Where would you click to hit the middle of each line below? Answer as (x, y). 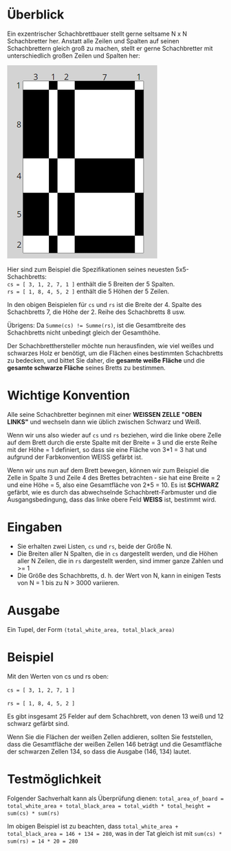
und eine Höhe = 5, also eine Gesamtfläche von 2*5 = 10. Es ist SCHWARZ (113, 485)
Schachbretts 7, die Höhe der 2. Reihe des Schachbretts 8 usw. (96, 312)
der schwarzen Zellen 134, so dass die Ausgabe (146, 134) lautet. (99, 751)
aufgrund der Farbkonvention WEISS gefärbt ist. (75, 457)
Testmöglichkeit (54, 779)
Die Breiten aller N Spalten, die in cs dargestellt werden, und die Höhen (118, 554)
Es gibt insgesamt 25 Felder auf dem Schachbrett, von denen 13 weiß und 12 (115, 716)
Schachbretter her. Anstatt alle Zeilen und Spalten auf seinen (93, 41)
